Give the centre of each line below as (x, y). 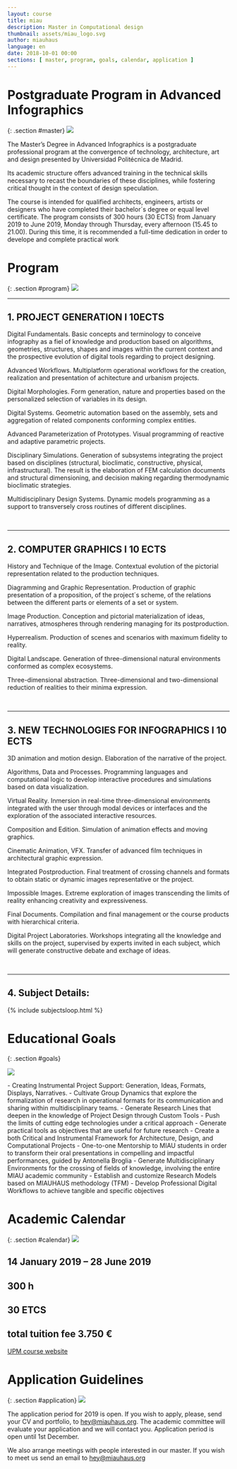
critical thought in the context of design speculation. (83, 188)
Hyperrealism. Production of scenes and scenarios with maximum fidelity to (117, 638)
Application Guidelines (75, 1379)
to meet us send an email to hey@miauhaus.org (77, 1458)
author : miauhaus (33, 40)
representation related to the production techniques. (83, 574)
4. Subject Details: (48, 993)
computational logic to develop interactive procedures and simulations (109, 780)
